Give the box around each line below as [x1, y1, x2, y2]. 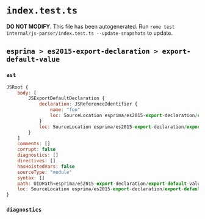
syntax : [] [17, 174, 45, 181]
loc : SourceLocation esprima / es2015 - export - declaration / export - [17, 186, 184, 192]
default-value [6, 55, 60, 64]
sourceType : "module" [17, 169, 72, 175]
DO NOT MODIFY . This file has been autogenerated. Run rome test [6, 23, 175, 30]
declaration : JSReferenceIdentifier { [38, 101, 138, 107]
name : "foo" [49, 107, 81, 113]
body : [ [17, 90, 37, 96]
